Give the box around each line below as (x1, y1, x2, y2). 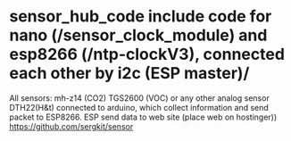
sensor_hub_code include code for (9, 6, 272, 27)
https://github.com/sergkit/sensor (9, 120, 134, 131)
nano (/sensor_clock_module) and (9, 25, 268, 46)
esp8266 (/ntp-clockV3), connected (9, 45, 286, 64)
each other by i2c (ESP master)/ (9, 63, 250, 84)
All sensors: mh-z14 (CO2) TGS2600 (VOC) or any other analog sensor (9, 92, 270, 104)
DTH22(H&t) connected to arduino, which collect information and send (9, 102, 270, 112)
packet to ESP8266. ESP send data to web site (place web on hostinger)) (9, 112, 278, 122)
